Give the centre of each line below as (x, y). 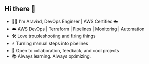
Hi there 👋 (20, 9)
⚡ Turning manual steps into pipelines (50, 43)
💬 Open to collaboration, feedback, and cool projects (65, 50)
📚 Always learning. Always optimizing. (51, 56)
